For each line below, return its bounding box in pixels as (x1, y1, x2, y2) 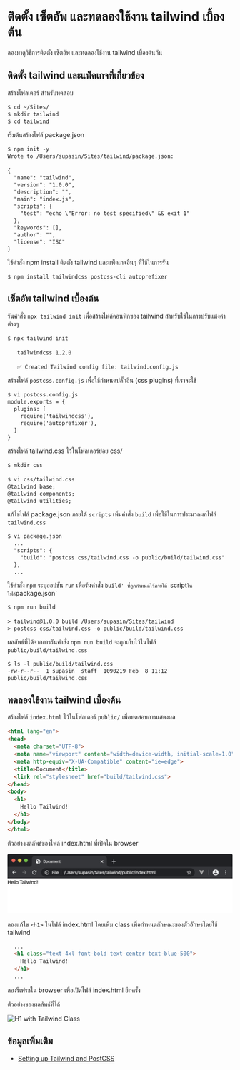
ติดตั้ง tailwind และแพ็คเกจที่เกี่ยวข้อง (7, 69, 144, 81)
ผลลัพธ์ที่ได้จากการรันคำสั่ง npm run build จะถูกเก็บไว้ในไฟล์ (7, 637, 156, 646)
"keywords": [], (14, 224, 62, 231)
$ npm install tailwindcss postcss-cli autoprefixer (7, 273, 168, 280)
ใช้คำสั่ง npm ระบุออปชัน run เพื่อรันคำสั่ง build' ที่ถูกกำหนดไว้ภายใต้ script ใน (7, 581, 193, 589)
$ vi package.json (7, 532, 62, 540)
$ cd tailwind (7, 118, 50, 125)
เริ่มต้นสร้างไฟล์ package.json (7, 130, 84, 139)
